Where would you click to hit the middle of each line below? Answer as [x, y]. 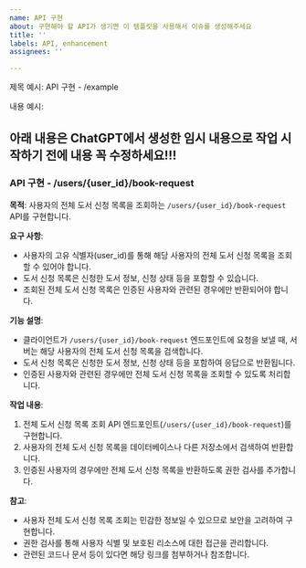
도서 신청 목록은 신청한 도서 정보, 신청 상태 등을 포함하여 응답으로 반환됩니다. [159, 363]
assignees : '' [37, 52]
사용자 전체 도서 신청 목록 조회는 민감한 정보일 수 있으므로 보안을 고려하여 [153, 520]
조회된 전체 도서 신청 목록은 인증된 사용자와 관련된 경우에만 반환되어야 [147, 289]
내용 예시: [26, 107]
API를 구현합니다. [40, 216]
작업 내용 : [26, 405]
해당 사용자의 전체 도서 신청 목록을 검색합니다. [121, 351]
